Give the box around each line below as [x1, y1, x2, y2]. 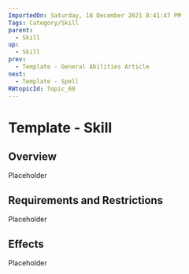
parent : [8, 26, 34, 34]
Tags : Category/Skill [8, 19, 80, 27]
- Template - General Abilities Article [15, 63, 150, 71]
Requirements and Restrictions [8, 194, 164, 207]
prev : [8, 56, 26, 64]
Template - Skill [8, 119, 113, 136]
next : [8, 70, 26, 78]
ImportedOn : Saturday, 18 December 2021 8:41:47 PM [8, 11, 181, 20]
